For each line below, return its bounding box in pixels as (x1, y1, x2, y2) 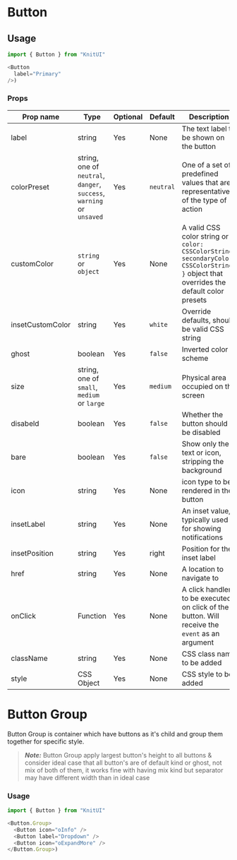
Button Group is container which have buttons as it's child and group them (7, 729, 224, 738)
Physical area (181, 372, 227, 382)
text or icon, (181, 448, 221, 458)
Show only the (181, 438, 229, 448)
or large (77, 398, 105, 408)
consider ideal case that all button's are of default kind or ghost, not (24, 758, 222, 767)
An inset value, (181, 506, 231, 515)
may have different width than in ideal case (24, 773, 150, 782)
